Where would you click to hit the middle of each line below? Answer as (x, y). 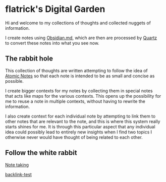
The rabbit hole (29, 59)
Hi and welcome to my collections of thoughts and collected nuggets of (78, 23)
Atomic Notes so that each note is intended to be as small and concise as (80, 76)
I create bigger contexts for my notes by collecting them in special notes (79, 91)
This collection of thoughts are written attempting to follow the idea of (76, 70)
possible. (14, 81)
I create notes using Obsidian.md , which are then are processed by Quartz (81, 38)
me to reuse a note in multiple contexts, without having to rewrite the (75, 101)
